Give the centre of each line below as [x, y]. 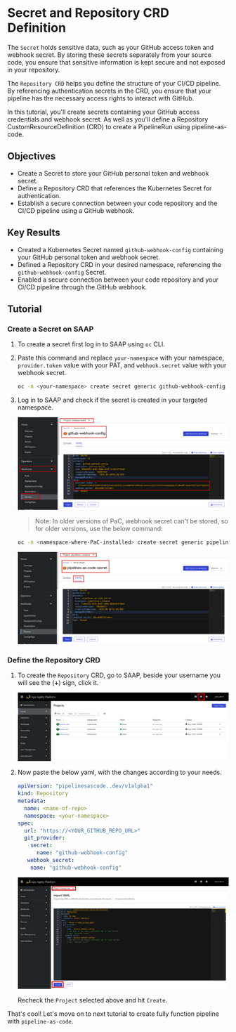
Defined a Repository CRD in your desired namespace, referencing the [119, 264]
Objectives [32, 156]
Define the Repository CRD [54, 660]
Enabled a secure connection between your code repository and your [118, 280]
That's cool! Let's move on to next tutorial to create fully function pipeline [113, 1014]
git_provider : [45, 838]
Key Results [34, 233]
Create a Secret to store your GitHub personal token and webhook [113, 173]
